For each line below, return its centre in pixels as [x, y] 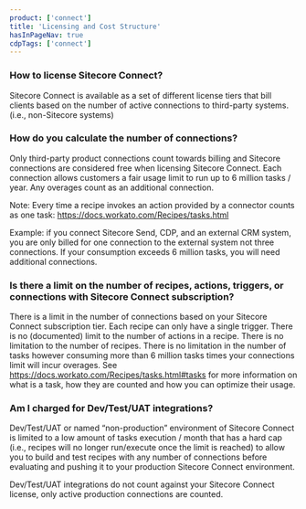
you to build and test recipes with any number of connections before [138, 457]
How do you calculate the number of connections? [124, 138]
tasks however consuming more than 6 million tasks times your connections [152, 355]
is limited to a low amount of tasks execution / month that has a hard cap [146, 438]
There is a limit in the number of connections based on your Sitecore [138, 317]
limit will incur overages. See [63, 366]
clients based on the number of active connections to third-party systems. [149, 105]
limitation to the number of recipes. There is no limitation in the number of [148, 346]
